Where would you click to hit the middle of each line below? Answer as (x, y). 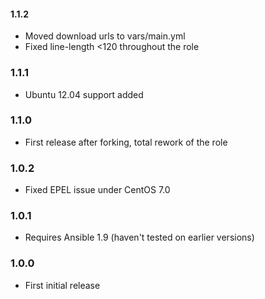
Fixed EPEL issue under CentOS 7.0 (97, 190)
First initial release (62, 285)
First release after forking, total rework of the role (126, 142)
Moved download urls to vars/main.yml (105, 36)
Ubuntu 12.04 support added (84, 94)
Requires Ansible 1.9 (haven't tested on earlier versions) (139, 237)
